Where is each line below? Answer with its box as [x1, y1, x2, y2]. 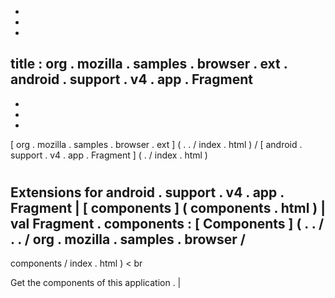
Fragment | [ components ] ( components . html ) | [10, 200, 327, 216]
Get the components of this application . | [10, 277, 182, 289]
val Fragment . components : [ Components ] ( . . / [10, 216, 325, 232]
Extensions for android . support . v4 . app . [10, 184, 285, 201]
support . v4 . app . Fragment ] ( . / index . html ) [10, 149, 208, 161]
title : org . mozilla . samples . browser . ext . [10, 56, 288, 73]
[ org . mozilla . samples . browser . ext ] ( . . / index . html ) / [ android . [10, 138, 303, 150]
